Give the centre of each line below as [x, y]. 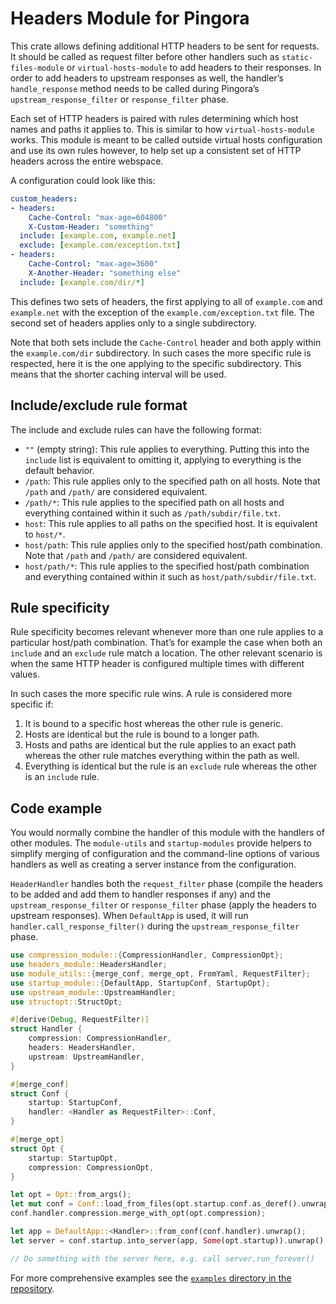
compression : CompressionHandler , [100, 1038]
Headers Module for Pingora [130, 18]
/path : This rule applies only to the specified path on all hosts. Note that [172, 481]
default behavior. [59, 470]
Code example [56, 808]
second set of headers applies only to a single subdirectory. [134, 323]
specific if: [32, 704]
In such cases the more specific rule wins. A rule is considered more [151, 694]
